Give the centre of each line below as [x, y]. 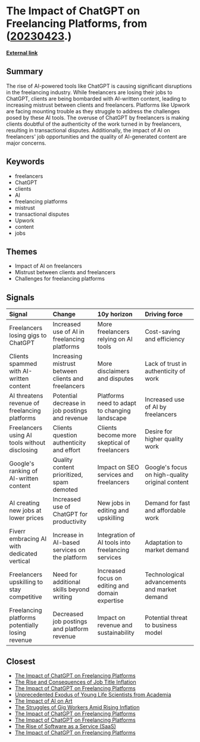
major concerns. [26, 143]
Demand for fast [168, 503]
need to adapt [117, 403]
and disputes [115, 378]
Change [64, 314]
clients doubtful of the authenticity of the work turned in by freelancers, [94, 124]
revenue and [115, 625]
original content [167, 482]
